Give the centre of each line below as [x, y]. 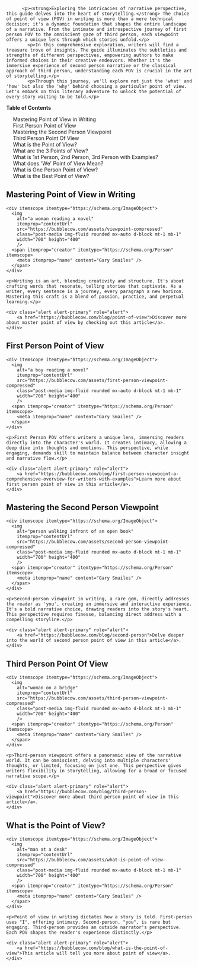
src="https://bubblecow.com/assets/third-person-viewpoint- [92, 698]
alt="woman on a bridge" [47, 688]
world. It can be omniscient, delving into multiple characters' [88, 761]
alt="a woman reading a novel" [55, 219]
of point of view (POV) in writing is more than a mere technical [90, 19]
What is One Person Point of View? [55, 170]
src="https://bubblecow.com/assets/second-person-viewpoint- [94, 542]
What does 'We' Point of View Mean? [58, 163]
